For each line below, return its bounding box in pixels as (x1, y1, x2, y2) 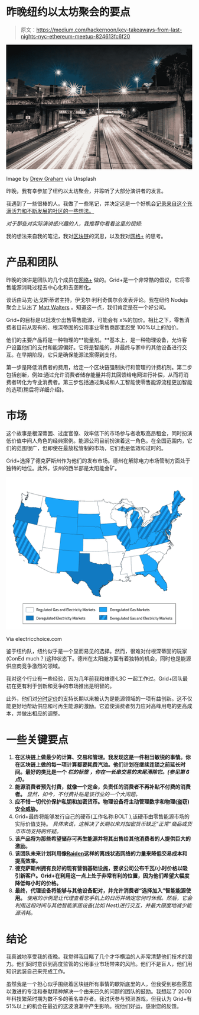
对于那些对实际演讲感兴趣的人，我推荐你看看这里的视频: (6, 220, 143, 227)
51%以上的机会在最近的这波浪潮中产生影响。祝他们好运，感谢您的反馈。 (6, 1003, 182, 1010)
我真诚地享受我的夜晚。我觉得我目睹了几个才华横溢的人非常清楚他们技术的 (6, 953, 187, 960)
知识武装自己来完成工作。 (6, 968, 68, 975)
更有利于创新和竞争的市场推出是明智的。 (16, 682, 115, 690)
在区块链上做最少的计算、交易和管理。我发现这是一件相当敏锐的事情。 (14, 754, 186, 761)
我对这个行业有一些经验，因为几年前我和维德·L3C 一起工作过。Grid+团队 (6, 675, 183, 682)
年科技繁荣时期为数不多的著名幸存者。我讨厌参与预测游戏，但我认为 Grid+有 (6, 995, 193, 1003)
